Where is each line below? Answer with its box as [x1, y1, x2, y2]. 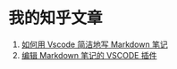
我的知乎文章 [8, 8, 104, 28]
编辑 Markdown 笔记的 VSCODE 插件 [21, 50, 157, 60]
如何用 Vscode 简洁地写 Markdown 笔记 [21, 39, 168, 50]
